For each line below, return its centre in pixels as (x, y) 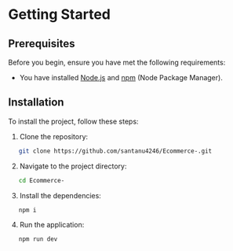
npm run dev (38, 239)
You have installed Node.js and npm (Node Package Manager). (121, 78)
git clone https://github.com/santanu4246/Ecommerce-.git (115, 151)
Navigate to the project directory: (73, 166)
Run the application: (52, 225)
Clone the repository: (54, 136)
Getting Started (60, 15)
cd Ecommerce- (42, 180)
